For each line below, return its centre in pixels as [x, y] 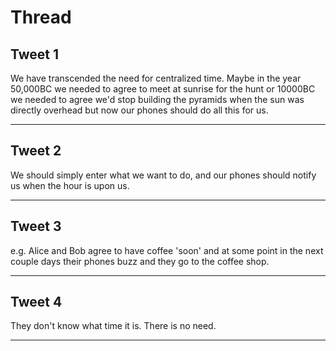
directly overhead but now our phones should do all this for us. [139, 110]
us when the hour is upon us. [70, 185]
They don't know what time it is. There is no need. [113, 326]
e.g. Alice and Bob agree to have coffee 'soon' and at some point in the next [167, 250]
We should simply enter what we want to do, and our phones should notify [163, 175]
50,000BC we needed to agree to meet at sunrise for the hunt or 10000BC [163, 89]
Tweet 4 [36, 302]
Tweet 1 [35, 54]
